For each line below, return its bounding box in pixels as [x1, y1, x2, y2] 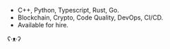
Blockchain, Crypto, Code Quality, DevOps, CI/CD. [17, 13, 164, 22]
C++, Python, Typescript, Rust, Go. [17, 6, 120, 14]
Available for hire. [17, 21, 69, 29]
